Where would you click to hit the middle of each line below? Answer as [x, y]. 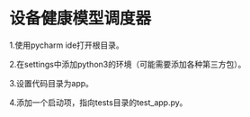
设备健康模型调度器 [80, 18]
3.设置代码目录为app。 [52, 83]
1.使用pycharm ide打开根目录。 [67, 45]
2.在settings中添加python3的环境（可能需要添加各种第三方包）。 [128, 64]
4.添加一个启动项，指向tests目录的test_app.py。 [98, 102]
